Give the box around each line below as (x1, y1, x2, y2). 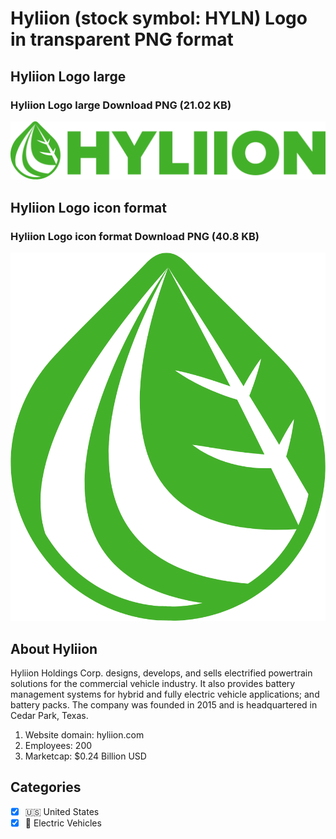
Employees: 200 (24, 740, 93, 752)
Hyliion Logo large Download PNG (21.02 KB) (10, 98, 232, 112)
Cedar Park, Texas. (10, 710, 89, 722)
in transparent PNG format (10, 28, 234, 51)
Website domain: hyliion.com (24, 729, 145, 741)
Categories (10, 779, 82, 796)
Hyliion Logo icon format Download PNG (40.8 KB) (10, 229, 260, 243)
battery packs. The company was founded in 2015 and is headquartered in (10, 699, 318, 711)
